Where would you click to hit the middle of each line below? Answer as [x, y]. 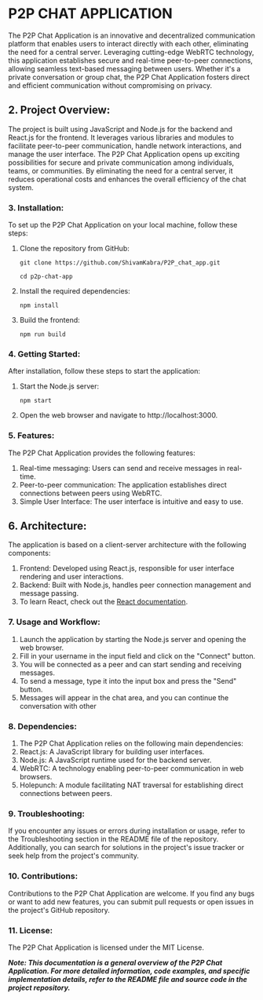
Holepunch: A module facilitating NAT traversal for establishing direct [131, 785]
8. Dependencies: [42, 726]
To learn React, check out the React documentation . [104, 602]
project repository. [39, 987]
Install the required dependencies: [75, 291]
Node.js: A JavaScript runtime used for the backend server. [115, 760]
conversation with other [58, 706]
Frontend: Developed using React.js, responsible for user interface [127, 568]
